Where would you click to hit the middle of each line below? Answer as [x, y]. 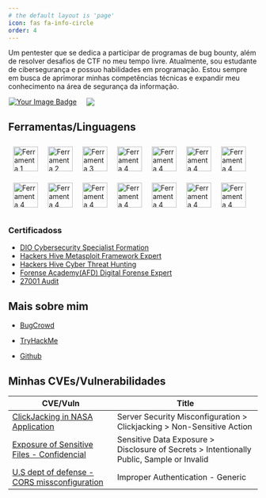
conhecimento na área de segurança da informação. [94, 86]
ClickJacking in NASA [53, 417]
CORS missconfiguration [58, 482]
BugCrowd [37, 325]
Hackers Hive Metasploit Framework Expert [91, 256]
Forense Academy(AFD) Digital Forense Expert [96, 273]
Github [30, 356]
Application [33, 427]
